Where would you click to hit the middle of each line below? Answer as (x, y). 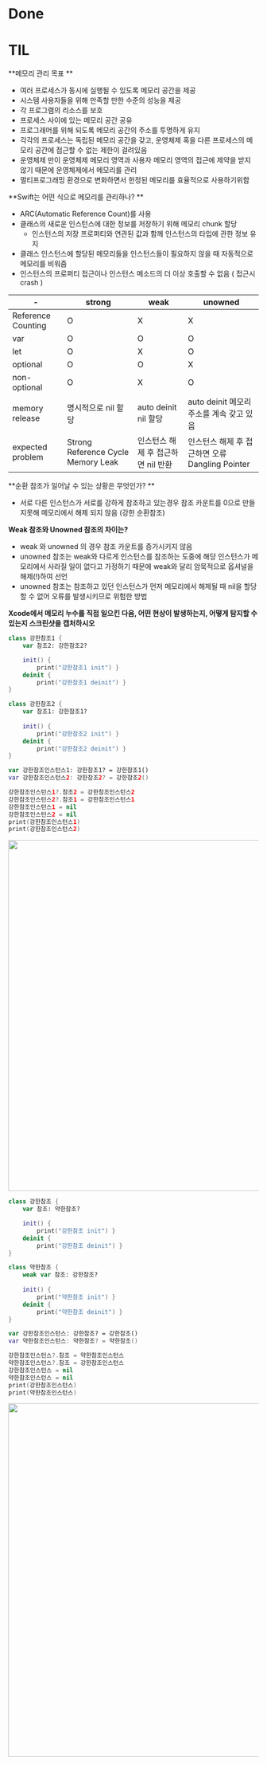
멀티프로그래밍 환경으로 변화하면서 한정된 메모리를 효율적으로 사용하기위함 (135, 180)
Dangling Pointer (219, 465)
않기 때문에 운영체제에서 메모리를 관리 (78, 170)
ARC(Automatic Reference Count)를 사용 (85, 214)
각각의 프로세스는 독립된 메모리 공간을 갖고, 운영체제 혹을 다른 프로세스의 (132, 140)
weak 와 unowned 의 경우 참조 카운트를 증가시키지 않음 (106, 547)
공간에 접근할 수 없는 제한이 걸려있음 (91, 150)
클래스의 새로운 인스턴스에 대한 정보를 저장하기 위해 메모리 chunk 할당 (128, 224)
